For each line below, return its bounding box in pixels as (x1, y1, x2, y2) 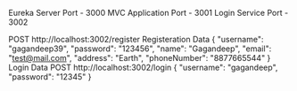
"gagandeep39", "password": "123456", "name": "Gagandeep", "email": (8, 43, 272, 54)
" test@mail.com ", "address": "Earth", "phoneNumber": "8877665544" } (8, 53, 271, 63)
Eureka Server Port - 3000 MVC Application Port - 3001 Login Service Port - (8, 8, 289, 18)
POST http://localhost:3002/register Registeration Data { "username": (8, 34, 264, 44)
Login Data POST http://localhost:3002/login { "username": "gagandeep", (8, 62, 278, 72)
